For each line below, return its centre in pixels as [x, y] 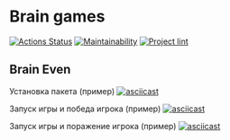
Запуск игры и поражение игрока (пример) [93, 126]
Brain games [57, 17]
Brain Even [40, 70]
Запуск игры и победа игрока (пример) [85, 109]
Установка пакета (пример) [62, 91]
